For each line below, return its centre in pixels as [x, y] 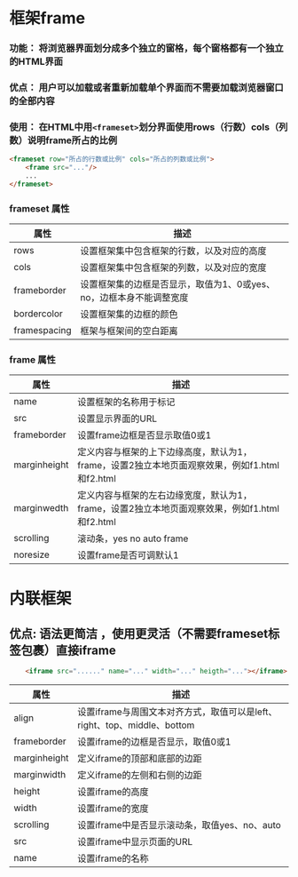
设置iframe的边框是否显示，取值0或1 [154, 742]
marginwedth [41, 508]
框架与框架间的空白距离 [129, 331]
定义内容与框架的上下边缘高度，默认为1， [165, 452]
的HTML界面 [36, 61]
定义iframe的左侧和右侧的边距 [140, 776]
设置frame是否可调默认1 [128, 555]
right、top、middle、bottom [136, 725]
